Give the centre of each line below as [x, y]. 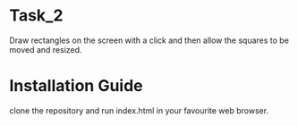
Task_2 [36, 16]
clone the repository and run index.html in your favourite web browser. [139, 110]
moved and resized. [46, 49]
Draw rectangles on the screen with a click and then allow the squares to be [149, 40]
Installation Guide [76, 86]
